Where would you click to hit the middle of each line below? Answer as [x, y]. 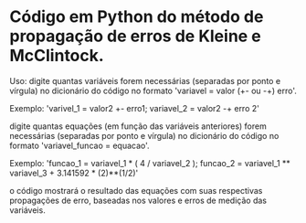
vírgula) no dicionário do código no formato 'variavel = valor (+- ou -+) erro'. [153, 90]
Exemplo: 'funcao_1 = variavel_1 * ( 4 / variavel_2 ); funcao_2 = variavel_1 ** [150, 163]
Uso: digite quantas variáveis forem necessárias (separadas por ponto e [145, 80]
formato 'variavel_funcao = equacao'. [79, 145]
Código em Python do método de [137, 17]
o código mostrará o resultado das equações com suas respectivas [136, 190]
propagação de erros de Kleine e [136, 36]
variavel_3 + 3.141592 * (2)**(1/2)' [74, 173]
